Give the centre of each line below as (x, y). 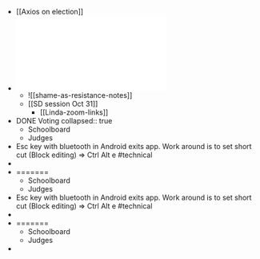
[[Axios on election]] (50, 12)
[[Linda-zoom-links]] (74, 112)
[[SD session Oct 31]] (63, 104)
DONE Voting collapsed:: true (64, 121)
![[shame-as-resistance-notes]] (80, 95)
